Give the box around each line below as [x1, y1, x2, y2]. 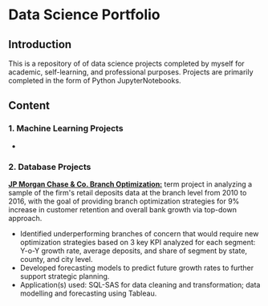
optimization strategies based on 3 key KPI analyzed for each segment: [19, 237, 256, 247]
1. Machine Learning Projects [8, 123, 124, 134]
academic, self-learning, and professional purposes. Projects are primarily [8, 67, 254, 77]
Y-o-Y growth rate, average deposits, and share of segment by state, [19, 246, 247, 256]
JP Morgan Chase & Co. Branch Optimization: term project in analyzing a [8, 179, 253, 189]
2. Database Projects [8, 161, 91, 172]
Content [8, 99, 51, 113]
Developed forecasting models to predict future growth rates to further [19, 263, 254, 272]
